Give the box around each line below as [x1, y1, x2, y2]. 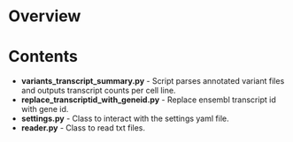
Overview [8, 6, 81, 26]
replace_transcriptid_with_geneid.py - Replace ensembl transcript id [20, 94, 276, 105]
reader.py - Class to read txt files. [20, 123, 145, 133]
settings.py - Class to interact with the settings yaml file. [20, 113, 229, 124]
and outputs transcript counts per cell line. [20, 86, 176, 96]
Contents [8, 47, 79, 67]
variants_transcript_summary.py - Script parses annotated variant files [20, 76, 285, 86]
